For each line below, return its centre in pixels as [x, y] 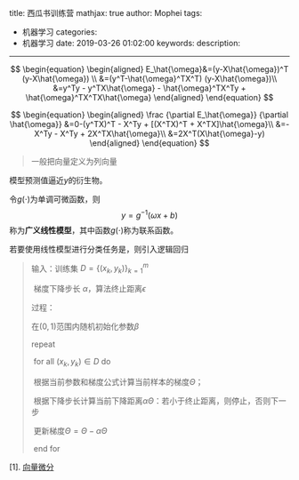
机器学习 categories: [60, 32]
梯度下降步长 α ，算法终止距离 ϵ [90, 289]
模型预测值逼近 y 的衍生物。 [58, 180]
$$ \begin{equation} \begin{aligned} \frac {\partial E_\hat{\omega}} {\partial [149, 115]
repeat [43, 344]
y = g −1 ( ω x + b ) [149, 214]
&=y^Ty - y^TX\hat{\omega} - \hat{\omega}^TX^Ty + [149, 88]
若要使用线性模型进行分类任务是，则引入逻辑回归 [99, 249]
